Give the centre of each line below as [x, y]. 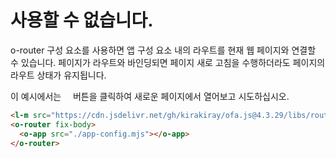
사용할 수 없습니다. [82, 20]
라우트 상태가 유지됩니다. [58, 75]
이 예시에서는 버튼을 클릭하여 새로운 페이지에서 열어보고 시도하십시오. [150, 96]
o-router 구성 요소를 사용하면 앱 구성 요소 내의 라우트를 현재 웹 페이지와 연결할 [163, 50]
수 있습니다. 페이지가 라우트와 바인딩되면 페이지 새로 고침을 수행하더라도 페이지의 [168, 62]
